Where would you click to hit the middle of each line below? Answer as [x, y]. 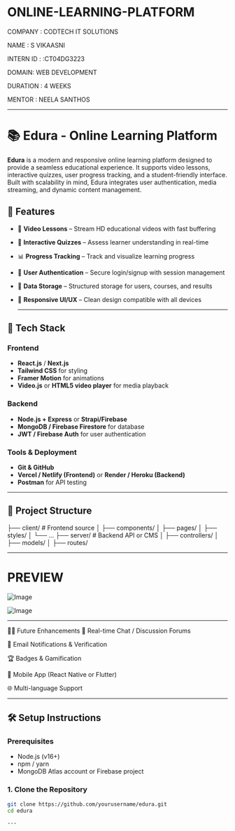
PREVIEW [36, 577]
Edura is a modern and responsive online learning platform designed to [110, 160]
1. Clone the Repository [47, 790]
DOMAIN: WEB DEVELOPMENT [52, 72]
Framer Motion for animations [61, 378]
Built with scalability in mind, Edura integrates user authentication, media [112, 182]
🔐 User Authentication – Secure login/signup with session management [121, 272]
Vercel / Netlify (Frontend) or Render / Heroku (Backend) [101, 474]
